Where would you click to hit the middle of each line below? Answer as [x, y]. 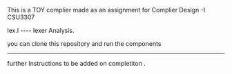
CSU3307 [21, 17]
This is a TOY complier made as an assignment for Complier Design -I [106, 10]
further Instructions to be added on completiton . [77, 63]
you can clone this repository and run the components [84, 44]
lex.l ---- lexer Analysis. [41, 30]
